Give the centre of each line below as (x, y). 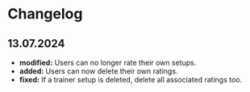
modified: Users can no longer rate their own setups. (108, 62)
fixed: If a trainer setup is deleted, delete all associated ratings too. (131, 80)
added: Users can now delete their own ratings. (98, 71)
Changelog (45, 14)
